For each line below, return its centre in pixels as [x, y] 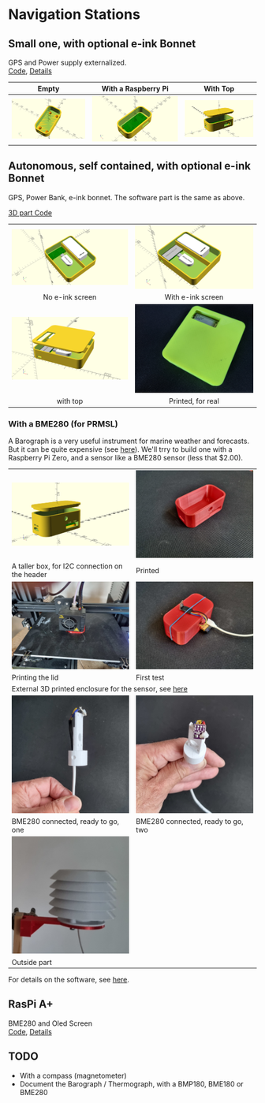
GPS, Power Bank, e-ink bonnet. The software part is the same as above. [127, 197]
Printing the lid [35, 678]
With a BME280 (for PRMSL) [63, 423]
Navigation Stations [74, 15]
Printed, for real [194, 401]
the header [29, 575]
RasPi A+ [31, 1004]
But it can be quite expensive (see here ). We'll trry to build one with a [120, 449]
